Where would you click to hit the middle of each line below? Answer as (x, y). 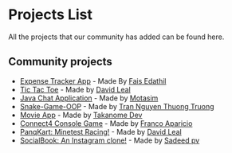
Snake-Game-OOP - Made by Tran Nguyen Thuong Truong (117, 106)
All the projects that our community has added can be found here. (116, 37)
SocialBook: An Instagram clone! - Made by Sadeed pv (110, 140)
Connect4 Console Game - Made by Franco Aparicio (106, 123)
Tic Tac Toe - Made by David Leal (75, 89)
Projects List (51, 15)
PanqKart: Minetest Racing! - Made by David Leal (100, 131)
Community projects (61, 62)
